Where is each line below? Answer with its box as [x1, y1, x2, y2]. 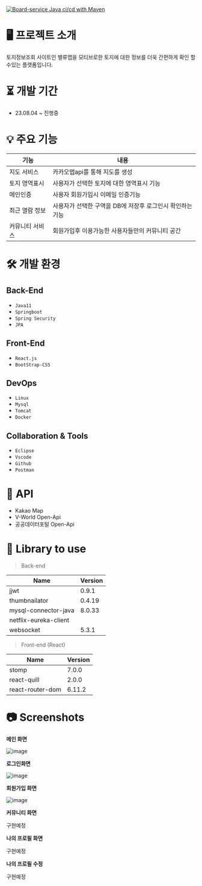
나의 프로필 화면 [6, 835, 43, 842]
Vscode [14, 454, 32, 461]
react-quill [9, 676, 40, 684]
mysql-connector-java [9, 606, 75, 615]
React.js [14, 355, 37, 361]
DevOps [6, 378, 37, 388]
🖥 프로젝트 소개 [6, 29, 77, 42]
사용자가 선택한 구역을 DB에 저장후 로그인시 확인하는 [52, 201, 193, 210]
